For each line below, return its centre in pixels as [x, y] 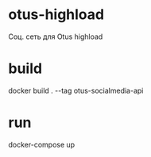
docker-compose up [42, 144]
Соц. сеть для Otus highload [56, 36]
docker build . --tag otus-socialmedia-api [76, 90]
